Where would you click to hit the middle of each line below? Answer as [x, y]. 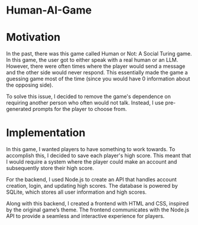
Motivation [33, 37]
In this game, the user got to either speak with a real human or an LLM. [92, 60]
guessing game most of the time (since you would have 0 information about [98, 79]
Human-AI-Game [49, 10]
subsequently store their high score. [50, 168]
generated [19, 109]
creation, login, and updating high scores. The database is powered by [92, 186]
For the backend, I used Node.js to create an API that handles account [92, 180]
